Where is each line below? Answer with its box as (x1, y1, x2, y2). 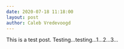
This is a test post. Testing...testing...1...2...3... (6, 36, 119, 44)
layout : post (6, 14, 39, 20)
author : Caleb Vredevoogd (6, 20, 71, 26)
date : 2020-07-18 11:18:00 (6, 8, 74, 15)
